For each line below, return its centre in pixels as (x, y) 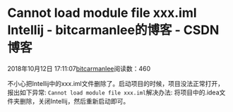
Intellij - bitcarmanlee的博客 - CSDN (113, 30)
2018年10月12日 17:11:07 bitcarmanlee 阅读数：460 (79, 68)
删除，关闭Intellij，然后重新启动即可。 (74, 101)
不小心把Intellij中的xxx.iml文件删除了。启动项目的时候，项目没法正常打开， (116, 83)
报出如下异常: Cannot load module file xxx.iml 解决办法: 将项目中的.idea (114, 92)
